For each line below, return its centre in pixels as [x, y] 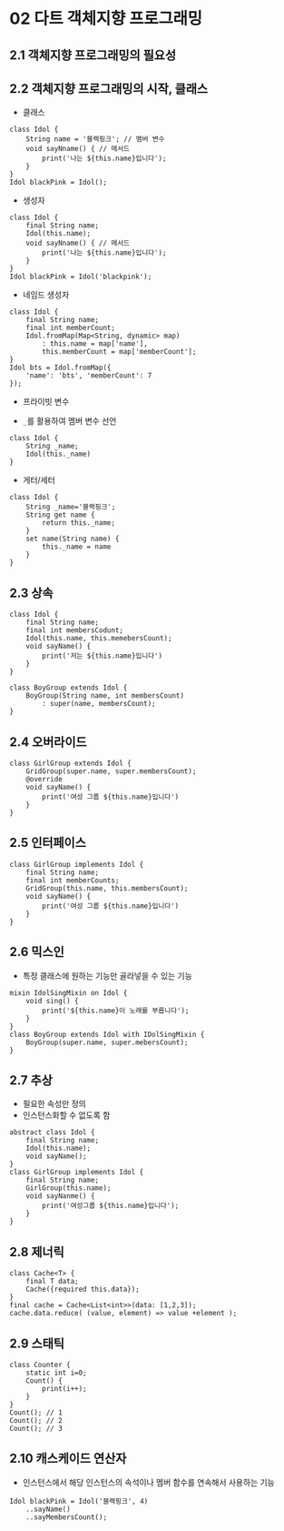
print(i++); [65, 1389]
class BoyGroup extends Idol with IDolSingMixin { [107, 1034]
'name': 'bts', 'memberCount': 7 [89, 376]
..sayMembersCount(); [66, 1517]
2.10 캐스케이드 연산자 [68, 1459]
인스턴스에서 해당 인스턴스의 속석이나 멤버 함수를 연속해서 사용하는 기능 [148, 1482]
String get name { [60, 515]
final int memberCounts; [73, 880]
